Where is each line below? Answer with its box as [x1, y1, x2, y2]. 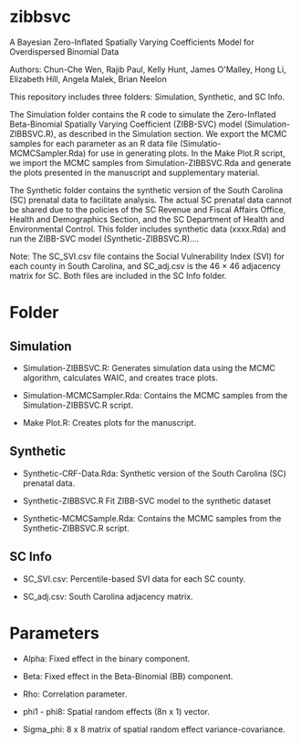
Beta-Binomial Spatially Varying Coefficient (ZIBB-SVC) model [9, 119, 243, 129]
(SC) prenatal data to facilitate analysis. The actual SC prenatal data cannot [9, 194, 292, 205]
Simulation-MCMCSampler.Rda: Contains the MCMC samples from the [22, 389, 288, 400]
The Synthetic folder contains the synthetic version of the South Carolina [9, 184, 284, 195]
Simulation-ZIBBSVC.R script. [22, 399, 134, 410]
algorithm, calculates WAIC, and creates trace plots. [22, 372, 219, 383]
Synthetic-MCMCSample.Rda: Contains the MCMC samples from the [22, 512, 282, 523]
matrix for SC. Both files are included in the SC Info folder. [9, 270, 227, 281]
